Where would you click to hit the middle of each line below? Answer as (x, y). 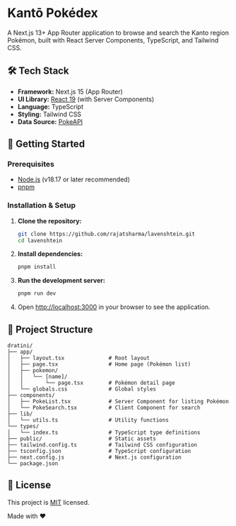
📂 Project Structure (50, 329)
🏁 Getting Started (46, 144)
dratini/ (20, 346)
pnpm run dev (37, 293)
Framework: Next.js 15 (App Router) (70, 91)
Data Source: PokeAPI (50, 121)
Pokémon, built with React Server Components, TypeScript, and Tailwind (113, 40)
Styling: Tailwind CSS (49, 114)
